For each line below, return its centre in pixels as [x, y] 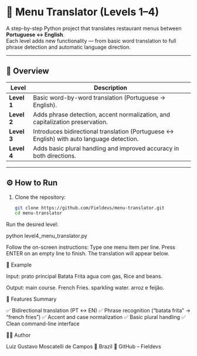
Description [110, 88]
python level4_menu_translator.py [47, 236]
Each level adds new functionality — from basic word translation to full [91, 41]
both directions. [55, 155]
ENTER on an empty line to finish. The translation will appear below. [88, 254]
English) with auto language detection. [86, 139]
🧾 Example [19, 265]
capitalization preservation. [71, 122]
